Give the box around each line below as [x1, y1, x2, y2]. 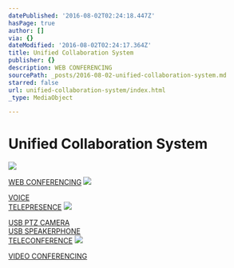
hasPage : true [8, 19, 56, 27]
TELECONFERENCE [8, 236, 73, 246]
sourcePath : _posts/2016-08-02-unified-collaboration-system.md [8, 71, 227, 79]
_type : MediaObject [8, 94, 73, 102]
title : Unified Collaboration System [8, 49, 134, 57]
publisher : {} [8, 57, 56, 65]
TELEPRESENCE [8, 202, 62, 212]
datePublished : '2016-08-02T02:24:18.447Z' [8, 11, 156, 20]
